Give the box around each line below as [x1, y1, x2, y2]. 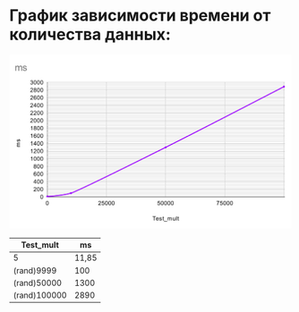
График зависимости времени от [9, 5, 271, 26]
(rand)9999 [13, 265, 57, 275]
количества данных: [9, 24, 172, 45]
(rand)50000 [13, 277, 63, 288]
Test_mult [21, 240, 60, 250]
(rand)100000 [13, 290, 67, 300]
